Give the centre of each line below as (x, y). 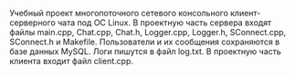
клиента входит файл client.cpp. (72, 61)
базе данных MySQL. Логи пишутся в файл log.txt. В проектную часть (145, 52)
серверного (33, 23)
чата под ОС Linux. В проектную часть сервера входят (165, 23)
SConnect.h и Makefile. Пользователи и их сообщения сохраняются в (145, 42)
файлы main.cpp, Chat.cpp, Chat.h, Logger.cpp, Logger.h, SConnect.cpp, (148, 32)
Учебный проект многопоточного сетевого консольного (119, 13)
